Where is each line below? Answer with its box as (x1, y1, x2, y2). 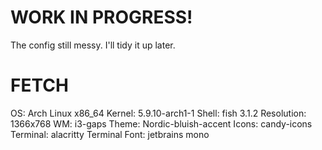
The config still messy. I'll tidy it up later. (10, 39, 176, 51)
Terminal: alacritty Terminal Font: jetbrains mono (10, 128, 210, 140)
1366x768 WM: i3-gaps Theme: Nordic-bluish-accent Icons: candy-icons (10, 117, 313, 130)
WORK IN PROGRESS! (10, 6, 193, 29)
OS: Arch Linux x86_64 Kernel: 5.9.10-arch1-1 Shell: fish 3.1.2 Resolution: (10, 107, 307, 119)
